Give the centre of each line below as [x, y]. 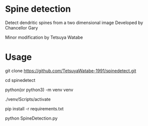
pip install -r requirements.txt [34, 108]
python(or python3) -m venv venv [39, 90]
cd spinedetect [20, 80]
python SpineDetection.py [31, 118]
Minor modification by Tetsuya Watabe [44, 37]
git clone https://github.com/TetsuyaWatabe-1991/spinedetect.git [71, 71]
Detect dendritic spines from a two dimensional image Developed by [74, 23]
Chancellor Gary [22, 27]
